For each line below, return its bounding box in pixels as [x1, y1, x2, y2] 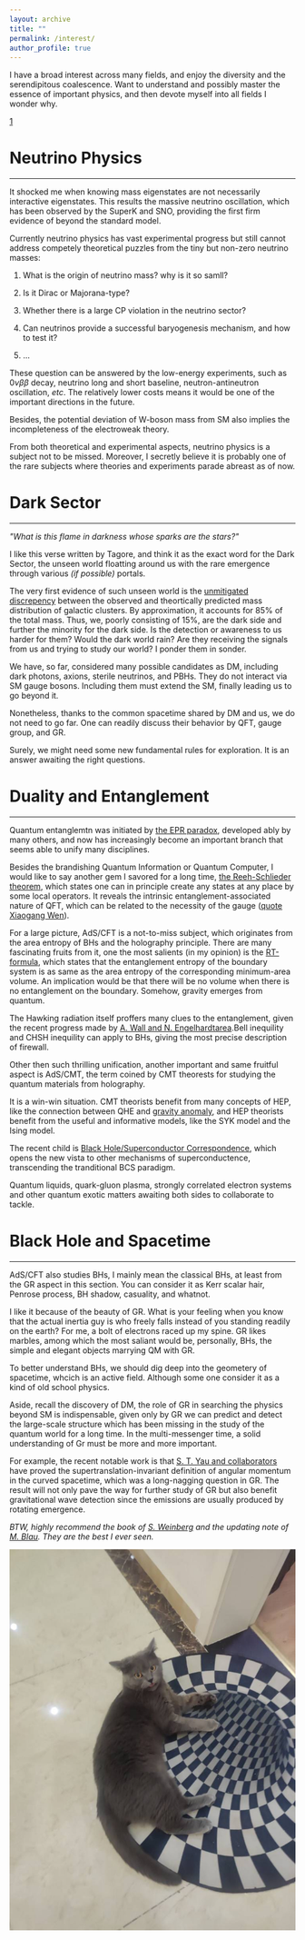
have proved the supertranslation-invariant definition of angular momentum [9, 1466, 291, 1476]
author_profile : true [9, 44, 92, 53]
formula [9, 957, 39, 968]
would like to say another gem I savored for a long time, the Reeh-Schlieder [9, 871, 291, 882]
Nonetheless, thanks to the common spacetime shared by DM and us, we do [9, 708, 295, 719]
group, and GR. [9, 727, 66, 738]
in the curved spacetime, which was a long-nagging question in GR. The [9, 1475, 280, 1486]
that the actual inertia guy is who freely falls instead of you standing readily [9, 1316, 290, 1327]
